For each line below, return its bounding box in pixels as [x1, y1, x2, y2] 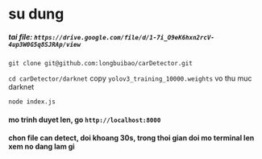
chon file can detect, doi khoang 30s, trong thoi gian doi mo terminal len [8, 133, 255, 143]
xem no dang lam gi [8, 142, 75, 152]
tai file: [8, 31, 33, 41]
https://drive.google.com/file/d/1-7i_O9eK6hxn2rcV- [33, 33, 215, 41]
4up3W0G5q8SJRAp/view [8, 40, 81, 48]
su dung [8, 5, 64, 23]
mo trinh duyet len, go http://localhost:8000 [8, 115, 161, 124]
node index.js [8, 98, 56, 106]
